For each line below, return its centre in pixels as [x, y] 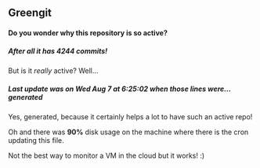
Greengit [30, 13]
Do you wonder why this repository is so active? [88, 33]
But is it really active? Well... [53, 71]
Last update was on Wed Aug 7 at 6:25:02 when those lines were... [119, 89]
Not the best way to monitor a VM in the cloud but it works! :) [107, 155]
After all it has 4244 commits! [58, 51]
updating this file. [36, 140]
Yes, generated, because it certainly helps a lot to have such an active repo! [130, 116]
